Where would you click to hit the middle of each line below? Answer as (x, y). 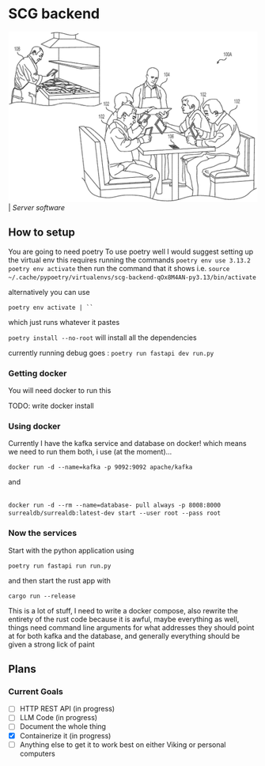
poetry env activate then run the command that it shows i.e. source (119, 268)
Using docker (34, 426)
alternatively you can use (49, 292)
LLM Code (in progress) (58, 718)
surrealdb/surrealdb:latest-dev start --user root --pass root (115, 513)
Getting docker (38, 373)
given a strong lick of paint (51, 644)
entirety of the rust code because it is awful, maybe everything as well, (124, 619)
